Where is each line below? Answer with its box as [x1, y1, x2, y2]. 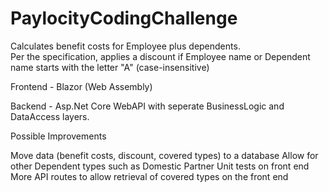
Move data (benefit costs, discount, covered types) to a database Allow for [10, 149, 319, 161]
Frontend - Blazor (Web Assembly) [10, 80, 153, 92]
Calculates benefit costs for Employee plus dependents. [10, 40, 241, 52]
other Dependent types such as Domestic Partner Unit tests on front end [10, 160, 310, 172]
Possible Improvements [10, 130, 107, 142]
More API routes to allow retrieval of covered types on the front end [10, 170, 289, 182]
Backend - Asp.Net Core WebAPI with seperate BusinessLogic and [10, 100, 285, 112]
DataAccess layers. [10, 110, 90, 122]
